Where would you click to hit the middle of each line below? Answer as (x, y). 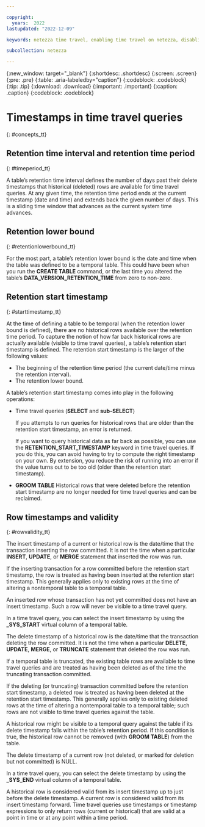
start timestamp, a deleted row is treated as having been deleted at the (95, 693)
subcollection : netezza (37, 51)
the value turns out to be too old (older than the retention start (93, 467)
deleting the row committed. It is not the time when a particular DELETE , (97, 643)
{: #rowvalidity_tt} (28, 532)
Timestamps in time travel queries (95, 117)
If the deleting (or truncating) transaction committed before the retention (97, 686)
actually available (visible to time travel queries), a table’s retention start (96, 343)
